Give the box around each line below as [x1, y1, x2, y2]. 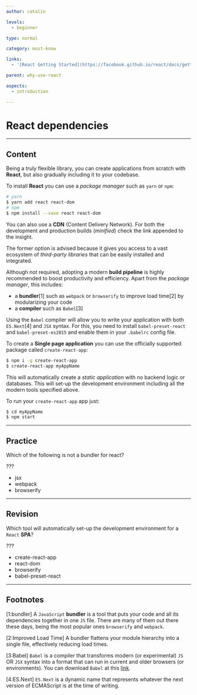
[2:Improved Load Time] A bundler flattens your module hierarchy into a [6, 634, 180, 641]
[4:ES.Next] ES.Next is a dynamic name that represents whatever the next [6, 676, 184, 683]
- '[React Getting [11, 62, 57, 68]
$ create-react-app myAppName [6, 363, 80, 369]
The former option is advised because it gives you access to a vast [6, 245, 168, 252]
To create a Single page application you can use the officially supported [6, 340, 182, 347]
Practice [6, 436, 38, 446]
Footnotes [6, 595, 44, 605]
